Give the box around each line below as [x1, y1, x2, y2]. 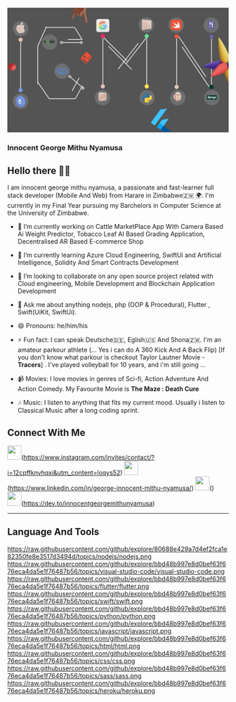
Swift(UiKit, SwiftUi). [17, 308, 77, 317]
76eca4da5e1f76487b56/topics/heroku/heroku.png [7, 686, 156, 695]
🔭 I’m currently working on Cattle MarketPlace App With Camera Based [17, 223, 223, 231]
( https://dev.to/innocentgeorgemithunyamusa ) [21, 499, 155, 508]
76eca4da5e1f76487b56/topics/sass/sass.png [7, 671, 142, 680]
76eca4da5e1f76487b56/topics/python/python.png [7, 611, 156, 620]
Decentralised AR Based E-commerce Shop [17, 237, 144, 246]
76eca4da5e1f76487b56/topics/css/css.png [7, 656, 136, 665]
